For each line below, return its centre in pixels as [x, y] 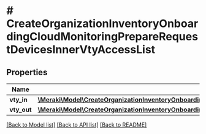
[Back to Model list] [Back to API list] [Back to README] [77, 125]
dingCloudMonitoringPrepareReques [102, 37]
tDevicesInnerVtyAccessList [81, 50]
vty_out [21, 110]
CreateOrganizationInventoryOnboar [102, 24]
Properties [27, 72]
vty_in [18, 100]
